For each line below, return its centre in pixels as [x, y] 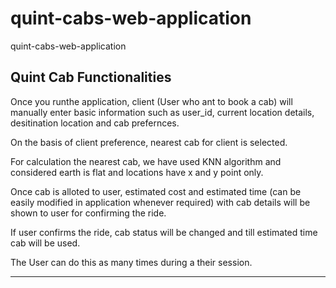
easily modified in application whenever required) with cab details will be [160, 202]
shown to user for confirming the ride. [88, 213]
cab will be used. [45, 243]
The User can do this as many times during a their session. [131, 262]
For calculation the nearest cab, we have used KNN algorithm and [146, 161]
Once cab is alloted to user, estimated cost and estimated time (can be [156, 191]
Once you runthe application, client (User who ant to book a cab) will [151, 101]
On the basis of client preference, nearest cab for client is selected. [149, 142]
